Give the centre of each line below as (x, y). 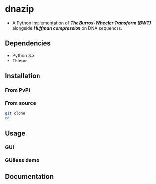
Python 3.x (23, 55)
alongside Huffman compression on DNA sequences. (67, 28)
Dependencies (28, 44)
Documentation (30, 176)
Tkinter (19, 61)
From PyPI (18, 90)
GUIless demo (22, 160)
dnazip (19, 9)
